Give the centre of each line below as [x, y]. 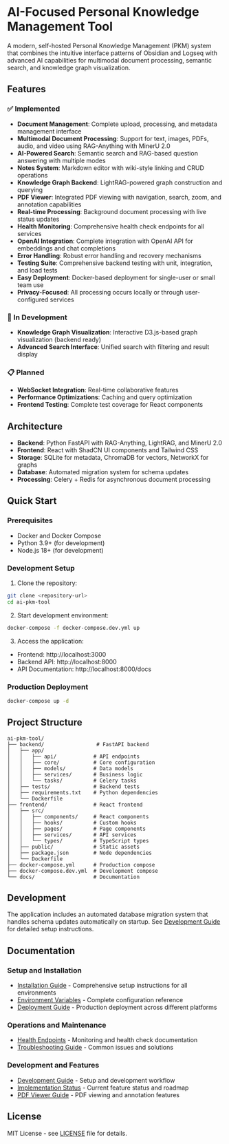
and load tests [37, 270]
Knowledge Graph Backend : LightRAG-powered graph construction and [120, 182]
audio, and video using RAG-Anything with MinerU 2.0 [94, 146]
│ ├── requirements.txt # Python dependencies [83, 792]
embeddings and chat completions [66, 248]
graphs [27, 465]
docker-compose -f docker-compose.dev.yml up [73, 628]
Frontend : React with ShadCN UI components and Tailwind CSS [108, 450]
